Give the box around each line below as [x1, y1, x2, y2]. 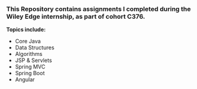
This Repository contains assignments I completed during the [6, 5, 192, 13]
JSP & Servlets [15, 57, 53, 64]
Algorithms [15, 51, 43, 58]
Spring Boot [15, 70, 45, 77]
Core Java [15, 38, 41, 45]
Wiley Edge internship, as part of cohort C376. [6, 12, 146, 20]
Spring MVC [15, 63, 46, 70]
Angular [15, 76, 35, 83]
